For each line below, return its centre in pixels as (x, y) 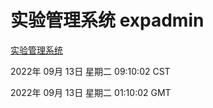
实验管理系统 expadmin (107, 20)
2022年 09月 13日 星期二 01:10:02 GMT (91, 92)
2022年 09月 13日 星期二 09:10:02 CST (90, 71)
